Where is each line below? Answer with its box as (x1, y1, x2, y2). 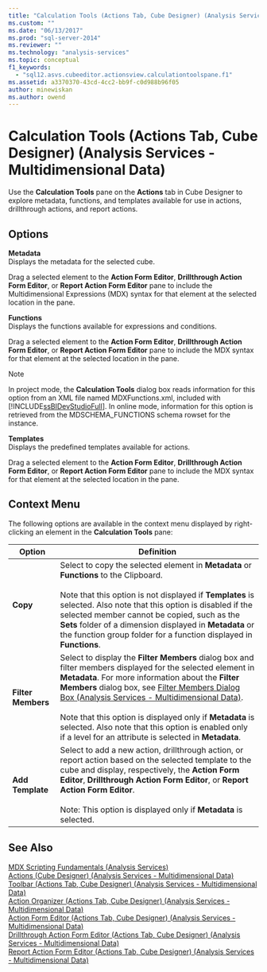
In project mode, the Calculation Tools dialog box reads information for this (8, 385, 256, 394)
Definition (138, 546, 177, 557)
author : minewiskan (8, 85, 73, 94)
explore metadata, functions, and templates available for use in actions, (8, 196, 242, 205)
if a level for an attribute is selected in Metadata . (60, 731, 241, 742)
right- (234, 519, 253, 528)
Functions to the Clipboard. (60, 570, 163, 581)
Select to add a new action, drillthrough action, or (60, 745, 244, 756)
